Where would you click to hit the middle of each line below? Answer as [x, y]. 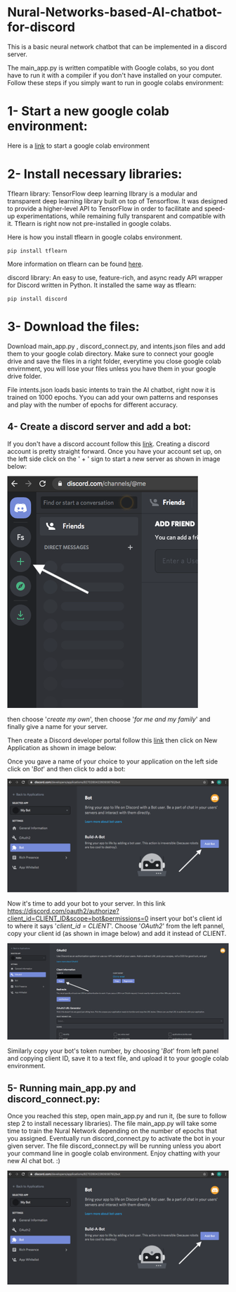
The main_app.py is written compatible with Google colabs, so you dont [111, 68]
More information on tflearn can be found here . [76, 264]
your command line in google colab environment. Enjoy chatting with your [114, 1153]
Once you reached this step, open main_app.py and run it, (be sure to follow [117, 1116]
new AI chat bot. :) [34, 1161]
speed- [215, 208]
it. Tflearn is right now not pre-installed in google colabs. [90, 223]
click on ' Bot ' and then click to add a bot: [66, 768]
